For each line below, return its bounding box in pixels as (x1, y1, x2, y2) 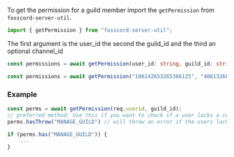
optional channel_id (7, 47, 63, 55)
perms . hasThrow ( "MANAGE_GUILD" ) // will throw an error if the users (7, 118, 214, 125)
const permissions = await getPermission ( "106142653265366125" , (7, 73, 198, 80)
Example (7, 89, 38, 99)
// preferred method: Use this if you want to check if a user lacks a (7, 112, 219, 119)
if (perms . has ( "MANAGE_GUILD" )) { (7, 130, 108, 138)
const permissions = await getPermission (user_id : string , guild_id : (7, 60, 214, 67)
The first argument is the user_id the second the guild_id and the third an (7, 39, 216, 47)
